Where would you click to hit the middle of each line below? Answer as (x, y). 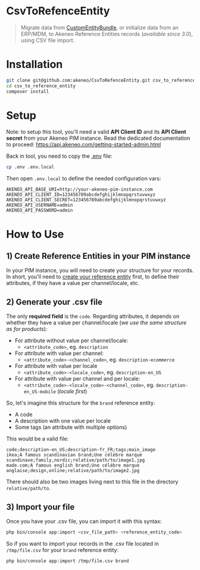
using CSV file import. (48, 40)
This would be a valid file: (37, 439)
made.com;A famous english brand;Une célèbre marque (73, 465)
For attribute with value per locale (56, 366)
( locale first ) (72, 391)
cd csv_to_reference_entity (41, 86)
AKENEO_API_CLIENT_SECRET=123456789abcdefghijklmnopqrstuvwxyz (86, 200)
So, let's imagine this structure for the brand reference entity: (81, 403)
